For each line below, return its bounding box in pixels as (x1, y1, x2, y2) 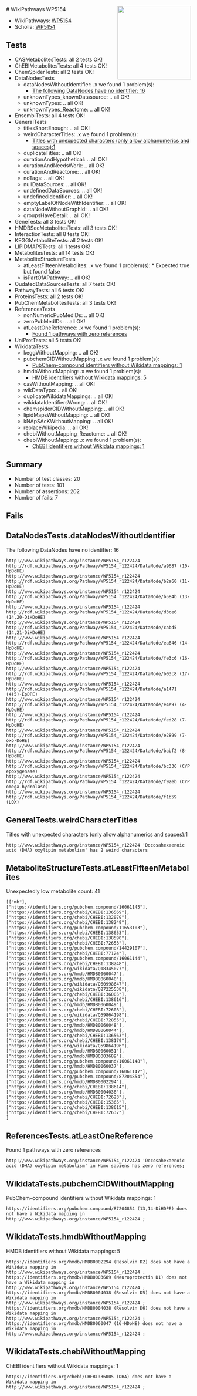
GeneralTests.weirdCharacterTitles (6, 815, 138, 825)
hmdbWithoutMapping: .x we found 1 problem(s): (23, 367, 142, 375)
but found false (23, 268, 60, 275)
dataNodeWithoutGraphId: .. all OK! (23, 205, 108, 213)
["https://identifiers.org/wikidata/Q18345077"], (6, 966, 130, 972)
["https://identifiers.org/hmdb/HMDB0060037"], (6, 1064, 125, 1070)
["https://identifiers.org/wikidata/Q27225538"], (6, 986, 130, 993)
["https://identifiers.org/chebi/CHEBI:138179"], (6, 1038, 130, 1044)
